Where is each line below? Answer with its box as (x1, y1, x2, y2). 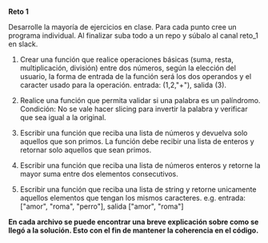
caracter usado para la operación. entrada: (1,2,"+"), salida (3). (19, 80, 226, 90)
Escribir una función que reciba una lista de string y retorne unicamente (19, 185, 257, 194)
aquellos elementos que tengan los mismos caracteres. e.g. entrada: (19, 193, 246, 202)
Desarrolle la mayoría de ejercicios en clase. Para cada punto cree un (8, 22, 238, 31)
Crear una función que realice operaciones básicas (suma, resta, (19, 55, 234, 64)
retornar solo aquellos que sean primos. (19, 145, 152, 154)
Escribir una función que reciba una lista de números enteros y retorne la (19, 161, 261, 170)
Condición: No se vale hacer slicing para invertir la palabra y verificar (19, 104, 248, 114)
